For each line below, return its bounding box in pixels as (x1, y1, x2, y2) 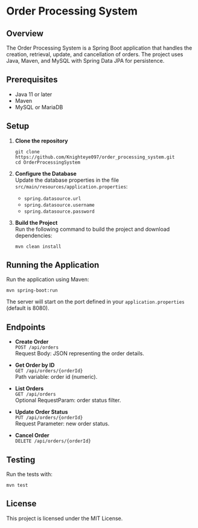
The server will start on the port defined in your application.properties (6, 298, 185, 306)
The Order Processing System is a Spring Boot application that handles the (6, 44, 193, 51)
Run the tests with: (6, 471, 53, 478)
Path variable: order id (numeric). (14, 373, 98, 381)
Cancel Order (14, 432, 49, 439)
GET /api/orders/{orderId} (14, 368, 83, 374)
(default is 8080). (6, 304, 49, 312)
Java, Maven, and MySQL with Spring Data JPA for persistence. (6, 57, 165, 64)
